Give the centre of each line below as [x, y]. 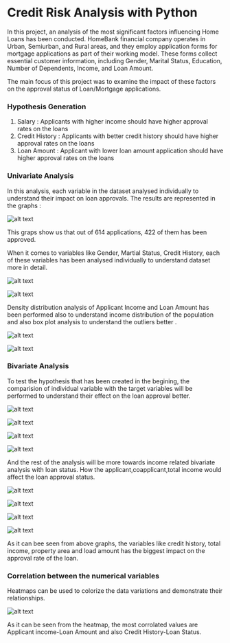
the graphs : [24, 205]
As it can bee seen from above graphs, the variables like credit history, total [114, 543]
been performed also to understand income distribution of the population [111, 315]
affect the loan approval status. [51, 477]
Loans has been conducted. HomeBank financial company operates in [106, 38]
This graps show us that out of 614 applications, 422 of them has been [107, 232]
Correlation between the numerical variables [83, 576]
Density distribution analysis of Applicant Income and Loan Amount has [108, 307]
